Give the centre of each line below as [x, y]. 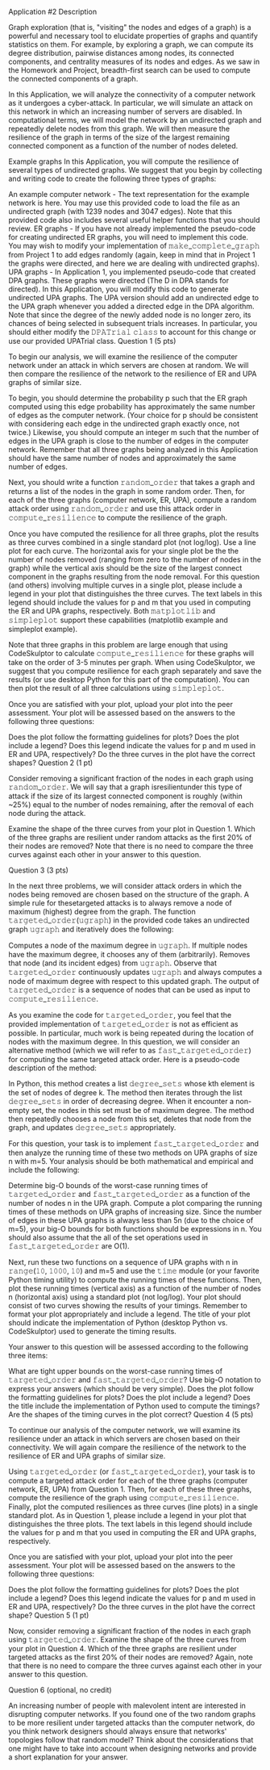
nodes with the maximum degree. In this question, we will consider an [124, 1042]
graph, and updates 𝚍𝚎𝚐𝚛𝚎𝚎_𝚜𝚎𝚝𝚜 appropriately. [92, 1128]
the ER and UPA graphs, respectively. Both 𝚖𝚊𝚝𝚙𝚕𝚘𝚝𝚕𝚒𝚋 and [112, 611]
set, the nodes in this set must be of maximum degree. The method [143, 1110]
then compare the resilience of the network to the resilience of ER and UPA [133, 374]
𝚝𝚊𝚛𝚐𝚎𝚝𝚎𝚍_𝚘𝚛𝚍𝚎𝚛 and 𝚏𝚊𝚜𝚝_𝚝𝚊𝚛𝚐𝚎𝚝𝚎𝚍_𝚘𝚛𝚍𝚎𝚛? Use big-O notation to [135, 1380]
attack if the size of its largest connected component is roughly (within [126, 796]
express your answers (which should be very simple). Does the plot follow [131, 1389]
